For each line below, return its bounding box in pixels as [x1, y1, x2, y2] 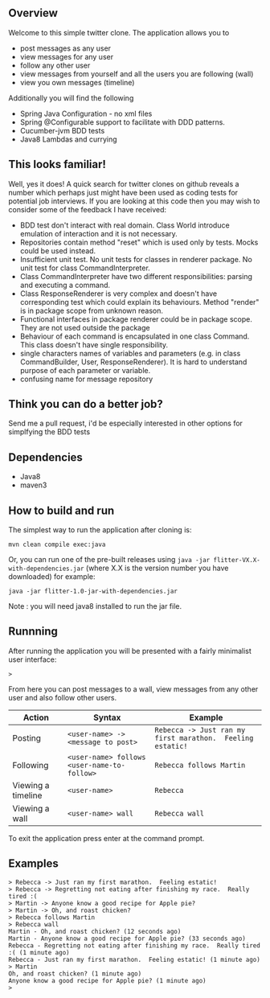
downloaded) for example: [8, 572, 96, 581]
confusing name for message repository [19, 374, 153, 384]
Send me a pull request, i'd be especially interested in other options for [8, 418, 243, 429]
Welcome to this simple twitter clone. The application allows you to [8, 27, 230, 37]
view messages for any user [19, 51, 114, 61]
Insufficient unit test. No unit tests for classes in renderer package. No [19, 254, 253, 264]
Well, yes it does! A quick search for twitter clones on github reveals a [8, 179, 239, 188]
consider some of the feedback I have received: [8, 204, 167, 214]
